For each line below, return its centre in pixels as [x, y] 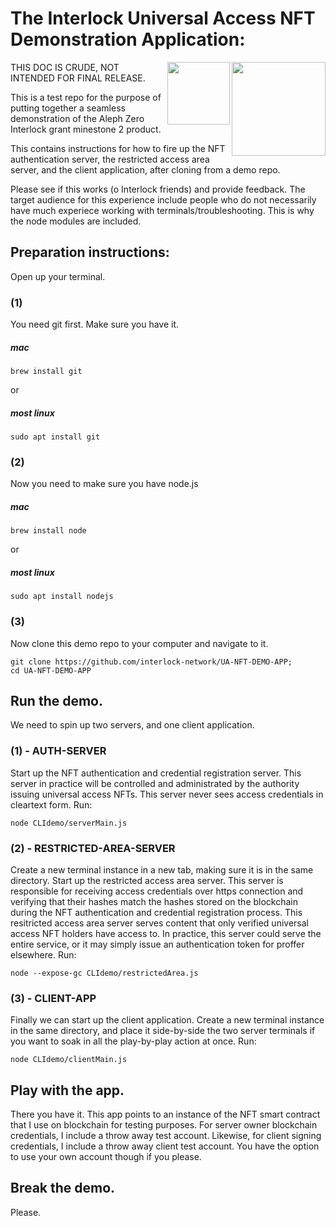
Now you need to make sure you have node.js [104, 484]
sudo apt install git [55, 437]
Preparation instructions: [90, 252]
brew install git [46, 372]
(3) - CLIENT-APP [53, 998]
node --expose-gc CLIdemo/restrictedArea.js [104, 973]
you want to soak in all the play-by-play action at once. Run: [133, 1041]
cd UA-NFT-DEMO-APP [51, 670]
